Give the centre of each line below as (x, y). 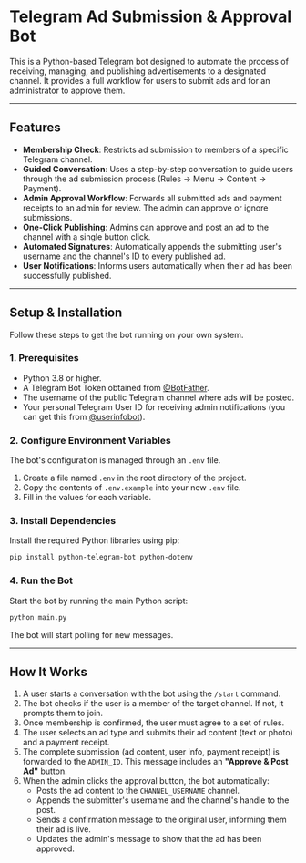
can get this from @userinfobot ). (84, 416)
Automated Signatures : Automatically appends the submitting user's (152, 246)
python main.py (38, 617)
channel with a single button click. (87, 236)
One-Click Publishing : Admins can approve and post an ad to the (146, 227)
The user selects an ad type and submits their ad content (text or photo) (158, 733)
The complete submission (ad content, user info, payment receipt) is (151, 752)
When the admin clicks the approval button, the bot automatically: (146, 781)
